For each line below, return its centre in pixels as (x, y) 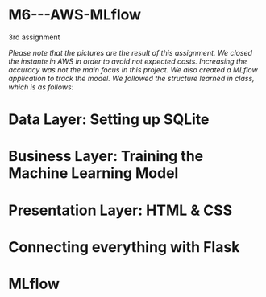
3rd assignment (34, 37)
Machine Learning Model (94, 173)
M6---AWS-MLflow (75, 15)
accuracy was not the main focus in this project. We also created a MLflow (133, 69)
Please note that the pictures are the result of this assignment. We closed (130, 52)
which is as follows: (41, 87)
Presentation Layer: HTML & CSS (121, 210)
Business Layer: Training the (106, 157)
